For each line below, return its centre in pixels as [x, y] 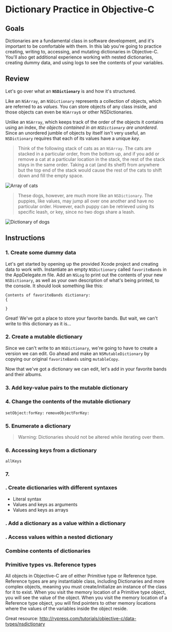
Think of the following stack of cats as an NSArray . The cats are [84, 148]
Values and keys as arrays [40, 510]
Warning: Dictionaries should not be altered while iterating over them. [91, 437]
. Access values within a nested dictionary [59, 537]
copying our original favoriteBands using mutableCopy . [62, 359]
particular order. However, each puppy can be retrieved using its [86, 206]
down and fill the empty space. [51, 175]
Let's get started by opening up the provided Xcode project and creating [82, 264]
